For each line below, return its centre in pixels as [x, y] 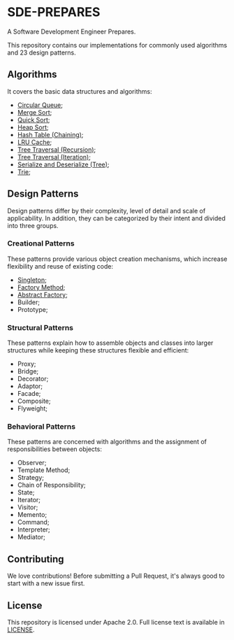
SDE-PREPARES [54, 12]
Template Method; [44, 470]
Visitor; [28, 507]
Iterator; [29, 500]
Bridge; [28, 371]
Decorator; [33, 379]
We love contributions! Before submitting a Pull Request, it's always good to [116, 576]
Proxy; [27, 364]
